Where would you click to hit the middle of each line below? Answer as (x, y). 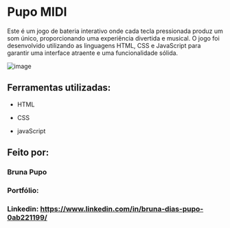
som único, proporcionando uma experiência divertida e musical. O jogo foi (113, 38)
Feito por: (28, 153)
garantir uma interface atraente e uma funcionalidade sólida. (93, 53)
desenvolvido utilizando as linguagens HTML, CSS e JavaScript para (104, 45)
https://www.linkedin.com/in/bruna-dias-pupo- (122, 209)
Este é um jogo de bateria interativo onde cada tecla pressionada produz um (115, 31)
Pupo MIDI (37, 12)
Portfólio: (23, 190)
